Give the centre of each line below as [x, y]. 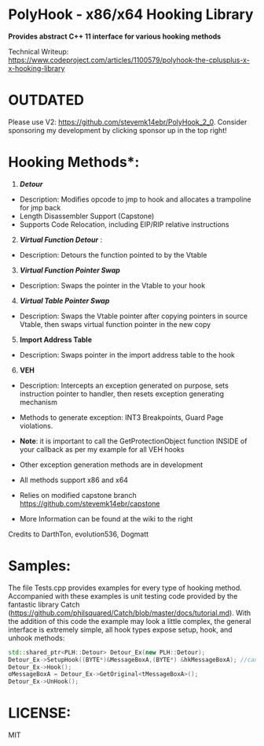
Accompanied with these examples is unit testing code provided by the [123, 596]
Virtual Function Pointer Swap [70, 270]
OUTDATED [46, 100]
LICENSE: [40, 713]
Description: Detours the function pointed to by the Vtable [113, 254]
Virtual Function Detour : [61, 239]
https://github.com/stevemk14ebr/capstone [90, 503]
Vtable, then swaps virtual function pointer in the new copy [115, 324]
